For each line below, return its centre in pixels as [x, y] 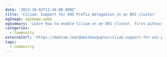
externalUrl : [19, 38]
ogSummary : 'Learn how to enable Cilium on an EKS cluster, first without [84, 24]
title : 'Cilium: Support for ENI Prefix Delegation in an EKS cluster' [81, 14]
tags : [11, 42]
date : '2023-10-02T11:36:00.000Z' [41, 10]
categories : [17, 28]
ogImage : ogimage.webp [29, 19]
